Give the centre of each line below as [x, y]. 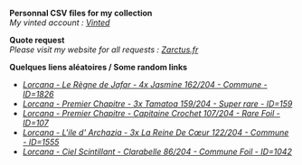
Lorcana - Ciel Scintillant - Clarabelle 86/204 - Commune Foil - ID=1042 [157, 151]
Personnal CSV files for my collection [81, 13]
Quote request [37, 40]
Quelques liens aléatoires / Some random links [99, 67]
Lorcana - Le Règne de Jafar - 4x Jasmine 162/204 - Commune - [145, 84]
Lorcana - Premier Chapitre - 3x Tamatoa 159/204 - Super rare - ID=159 [157, 104]
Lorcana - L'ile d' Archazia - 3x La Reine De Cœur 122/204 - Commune [156, 133]
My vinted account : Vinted [60, 23]
